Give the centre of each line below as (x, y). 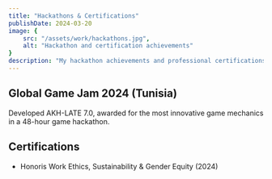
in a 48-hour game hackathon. (59, 121)
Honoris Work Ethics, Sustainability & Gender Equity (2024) (119, 166)
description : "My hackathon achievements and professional (110, 61)
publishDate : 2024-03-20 (50, 23)
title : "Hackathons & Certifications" (74, 16)
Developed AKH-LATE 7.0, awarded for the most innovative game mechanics (136, 113)
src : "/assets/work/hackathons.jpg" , (87, 38)
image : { (23, 31)
